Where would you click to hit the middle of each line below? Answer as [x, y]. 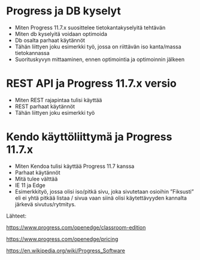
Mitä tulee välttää [36, 179]
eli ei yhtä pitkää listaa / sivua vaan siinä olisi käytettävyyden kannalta [101, 198]
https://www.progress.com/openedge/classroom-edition [76, 227]
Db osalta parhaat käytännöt [50, 40]
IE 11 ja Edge [30, 185]
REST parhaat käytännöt [45, 106]
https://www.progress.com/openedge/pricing [62, 239]
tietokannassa [32, 53]
